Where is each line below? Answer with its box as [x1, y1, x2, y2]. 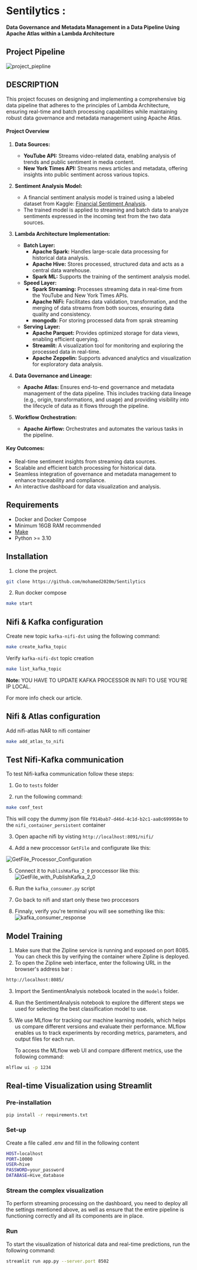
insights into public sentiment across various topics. [23, 171, 149, 178]
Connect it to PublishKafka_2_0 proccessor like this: [14, 867, 140, 875]
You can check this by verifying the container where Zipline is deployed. [14, 953, 190, 960]
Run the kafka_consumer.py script [14, 885, 95, 892]
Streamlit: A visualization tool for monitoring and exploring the [32, 342, 183, 349]
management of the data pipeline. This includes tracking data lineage [23, 390, 191, 397]
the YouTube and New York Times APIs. [32, 292, 129, 299]
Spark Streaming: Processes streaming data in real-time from [32, 285, 183, 292]
